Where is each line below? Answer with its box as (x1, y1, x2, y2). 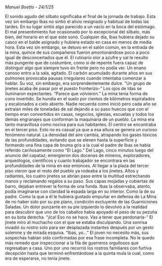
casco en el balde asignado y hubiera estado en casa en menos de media (5, 39, 152, 45)
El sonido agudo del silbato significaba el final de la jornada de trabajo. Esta (5, 14, 156, 19)
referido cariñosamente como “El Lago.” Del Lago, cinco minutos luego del (5, 147, 154, 153)
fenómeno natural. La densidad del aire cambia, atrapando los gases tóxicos (5, 132, 157, 138)
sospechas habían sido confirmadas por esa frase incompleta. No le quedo (5, 235, 155, 240)
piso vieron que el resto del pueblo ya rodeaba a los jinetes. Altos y (5, 168, 139, 173)
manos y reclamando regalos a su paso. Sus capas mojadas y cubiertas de (5, 178, 154, 184)
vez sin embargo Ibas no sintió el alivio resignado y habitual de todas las (5, 19, 149, 24)
